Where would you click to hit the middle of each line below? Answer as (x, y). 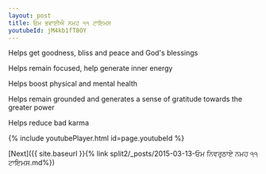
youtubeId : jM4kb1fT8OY (48, 30)
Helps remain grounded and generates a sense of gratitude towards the (125, 99)
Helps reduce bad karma (49, 123)
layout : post (30, 15)
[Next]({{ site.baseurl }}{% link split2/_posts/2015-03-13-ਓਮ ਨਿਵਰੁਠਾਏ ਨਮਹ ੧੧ (133, 154)
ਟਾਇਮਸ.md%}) (32, 163)
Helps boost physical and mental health (73, 83)
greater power (31, 107)
